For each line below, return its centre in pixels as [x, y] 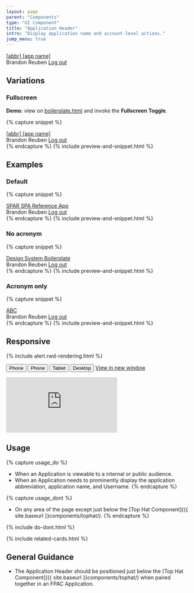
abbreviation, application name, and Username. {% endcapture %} [96, 486]
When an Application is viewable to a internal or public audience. [93, 473]
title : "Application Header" [42, 28]
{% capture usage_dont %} [39, 498]
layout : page [22, 12]
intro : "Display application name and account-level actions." [86, 34]
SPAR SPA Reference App [38, 206]
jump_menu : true [26, 39]
